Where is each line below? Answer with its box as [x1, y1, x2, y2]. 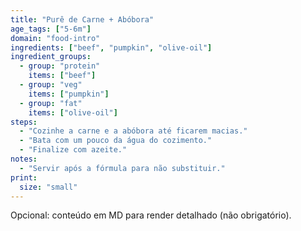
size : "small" [19, 182, 78, 192]
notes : [10, 154, 38, 164]
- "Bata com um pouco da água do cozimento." [19, 136, 213, 146]
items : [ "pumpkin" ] [28, 89, 110, 99]
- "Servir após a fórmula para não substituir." [19, 163, 226, 173]
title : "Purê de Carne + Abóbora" [10, 14, 155, 25]
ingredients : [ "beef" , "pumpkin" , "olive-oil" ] [10, 42, 213, 53]
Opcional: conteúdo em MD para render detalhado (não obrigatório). [10, 209, 292, 221]
